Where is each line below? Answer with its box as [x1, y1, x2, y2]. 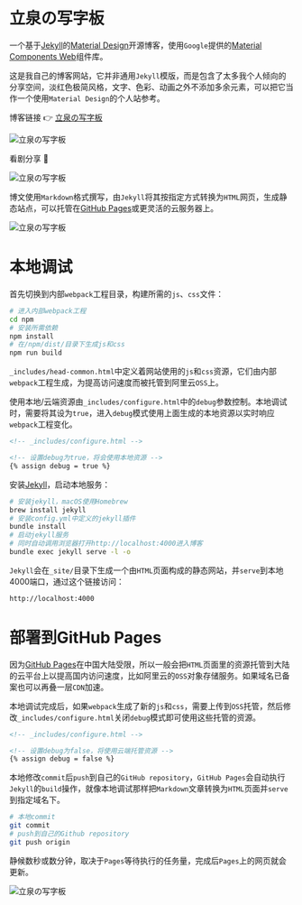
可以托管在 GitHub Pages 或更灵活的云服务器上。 [40, 202, 219, 213]
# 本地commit [9, 813, 56, 822]
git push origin [9, 837, 70, 846]
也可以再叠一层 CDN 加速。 [16, 681, 109, 692]
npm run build [9, 348, 63, 357]
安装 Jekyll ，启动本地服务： [9, 479, 111, 490]
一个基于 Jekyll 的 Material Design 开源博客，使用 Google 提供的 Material [9, 40, 262, 51]
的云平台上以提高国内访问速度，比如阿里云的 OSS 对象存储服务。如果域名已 [9, 670, 282, 681]
